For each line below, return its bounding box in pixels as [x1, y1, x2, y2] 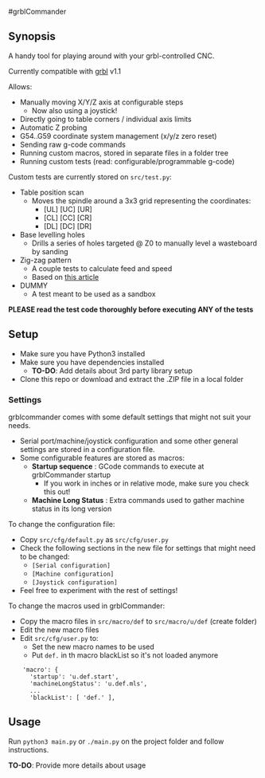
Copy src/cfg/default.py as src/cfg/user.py [19, 534, 169, 544]
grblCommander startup [31, 470, 111, 479]
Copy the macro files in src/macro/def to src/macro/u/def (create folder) [19, 616, 257, 626]
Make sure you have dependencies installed [19, 357, 165, 367]
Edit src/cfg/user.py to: [19, 633, 99, 642]
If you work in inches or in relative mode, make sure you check [43, 478, 249, 488]
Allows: [8, 81, 33, 91]
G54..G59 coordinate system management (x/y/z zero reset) [19, 131, 217, 140]
